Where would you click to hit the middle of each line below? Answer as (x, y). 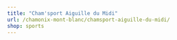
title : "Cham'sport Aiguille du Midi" (62, 13)
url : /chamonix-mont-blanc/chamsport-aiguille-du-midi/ (88, 20)
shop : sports (26, 26)
